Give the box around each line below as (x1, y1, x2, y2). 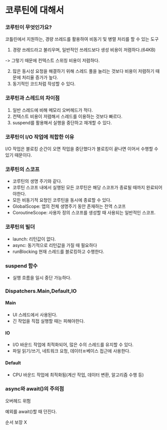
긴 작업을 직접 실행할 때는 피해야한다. (12, 318, 85, 324)
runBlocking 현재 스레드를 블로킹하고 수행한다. (12, 248, 104, 254)
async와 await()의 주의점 (5, 385, 64, 392)
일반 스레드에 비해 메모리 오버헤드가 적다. (12, 107, 93, 113)
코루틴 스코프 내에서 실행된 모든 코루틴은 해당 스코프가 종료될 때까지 (12, 185, 145, 191)
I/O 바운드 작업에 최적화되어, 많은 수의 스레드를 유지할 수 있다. (12, 341, 134, 348)
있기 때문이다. (5, 152, 33, 158)
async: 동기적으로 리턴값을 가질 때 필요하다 (12, 242, 97, 248)
